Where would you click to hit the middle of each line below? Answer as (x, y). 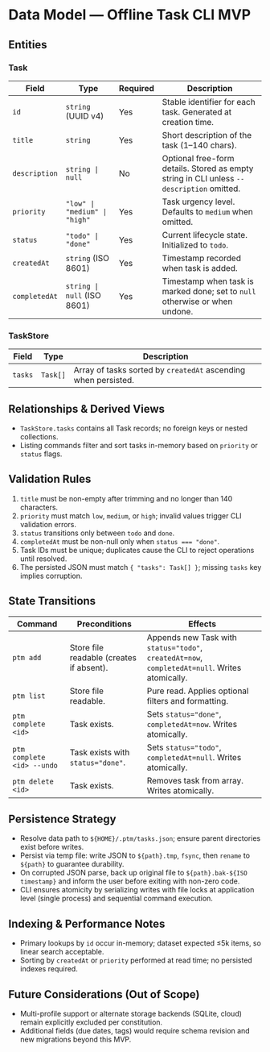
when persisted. (104, 380)
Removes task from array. (195, 780)
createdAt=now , (175, 657)
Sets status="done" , (184, 713)
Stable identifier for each (209, 102)
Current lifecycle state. (205, 235)
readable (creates (103, 657)
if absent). (89, 667)
